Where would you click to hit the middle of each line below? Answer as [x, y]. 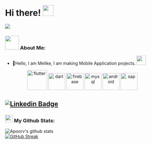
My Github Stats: [35, 120]
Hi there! [23, 13]
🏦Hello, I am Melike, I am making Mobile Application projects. [74, 63]
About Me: [33, 48]
